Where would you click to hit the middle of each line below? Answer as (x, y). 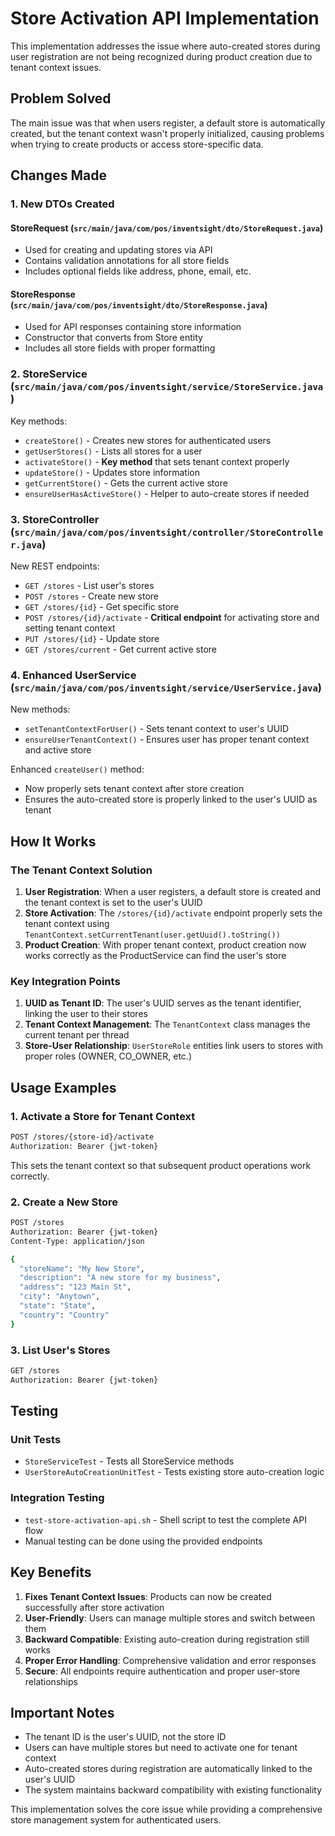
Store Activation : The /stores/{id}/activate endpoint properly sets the (173, 913)
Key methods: (39, 421)
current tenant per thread (77, 1035)
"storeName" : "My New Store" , (82, 1268)
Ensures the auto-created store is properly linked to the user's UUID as (171, 799)
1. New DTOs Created (62, 204)
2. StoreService (49, 374)
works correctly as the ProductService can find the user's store (155, 956)
